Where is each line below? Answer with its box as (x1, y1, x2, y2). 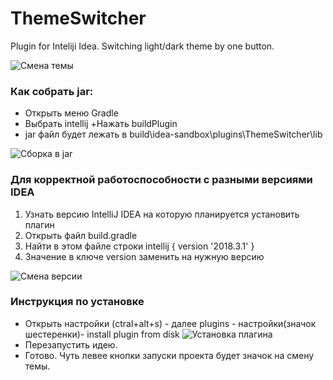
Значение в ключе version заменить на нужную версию (24, 250, 265, 262)
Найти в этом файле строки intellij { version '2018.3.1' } (24, 240, 255, 252)
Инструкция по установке (10, 295, 145, 309)
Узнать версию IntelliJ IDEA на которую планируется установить (24, 208, 300, 220)
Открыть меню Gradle (24, 107, 119, 119)
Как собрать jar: (10, 84, 94, 98)
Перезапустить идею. (24, 338, 118, 351)
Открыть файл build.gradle (24, 229, 138, 241)
